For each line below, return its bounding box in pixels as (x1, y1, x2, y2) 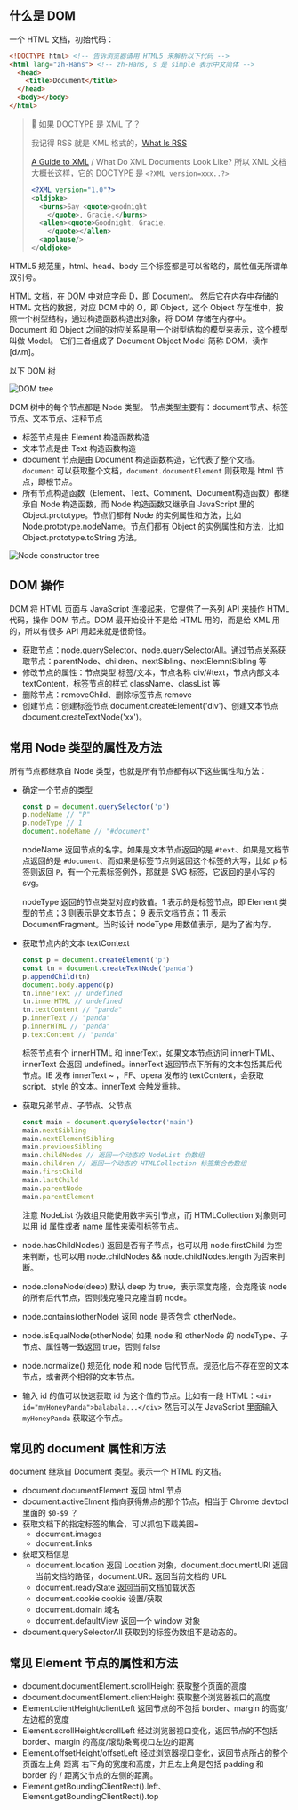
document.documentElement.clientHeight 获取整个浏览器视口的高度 (21, 1692, 271, 1703)
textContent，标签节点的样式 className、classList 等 (21, 678, 221, 688)
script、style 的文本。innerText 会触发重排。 (21, 1081, 185, 1091)
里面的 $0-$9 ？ (21, 1508, 78, 1518)
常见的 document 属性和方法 (9, 1441, 166, 1456)
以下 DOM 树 (9, 365, 56, 376)
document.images (35, 1528, 102, 1540)
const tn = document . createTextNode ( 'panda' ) (21, 964, 194, 973)
